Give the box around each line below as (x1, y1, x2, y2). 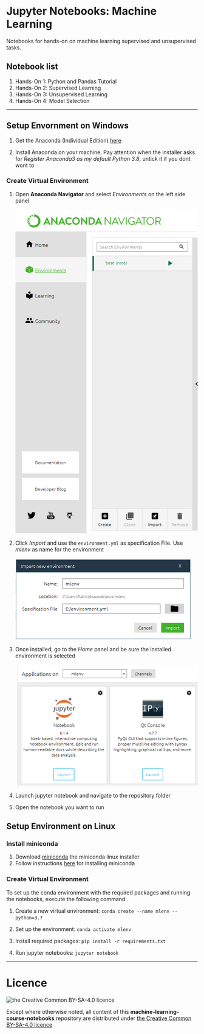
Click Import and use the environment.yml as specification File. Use (15, 539, 183, 547)
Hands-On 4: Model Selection (15, 97, 90, 104)
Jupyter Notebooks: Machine (6, 4, 157, 18)
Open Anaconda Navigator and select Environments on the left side (15, 190, 186, 197)
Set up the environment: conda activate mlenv (15, 925, 132, 933)
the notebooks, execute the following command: (6, 895, 127, 902)
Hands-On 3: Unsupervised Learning (15, 90, 108, 98)
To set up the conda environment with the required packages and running (6, 888, 191, 896)
